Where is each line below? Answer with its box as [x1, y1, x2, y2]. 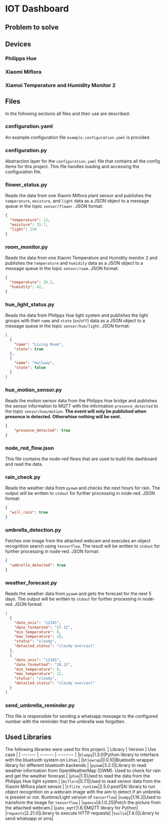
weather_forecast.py [5, 579, 57, 586]
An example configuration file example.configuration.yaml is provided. [5, 134, 151, 140]
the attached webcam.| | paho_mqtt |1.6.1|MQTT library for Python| [5, 804, 138, 810]
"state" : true [14, 346, 43, 352]
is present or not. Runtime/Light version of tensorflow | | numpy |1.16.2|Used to [5, 794, 161, 800]
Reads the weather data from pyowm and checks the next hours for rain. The [5, 485, 160, 491]
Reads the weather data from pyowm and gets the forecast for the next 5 [5, 591, 151, 597]
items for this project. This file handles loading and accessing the [5, 164, 139, 170]
